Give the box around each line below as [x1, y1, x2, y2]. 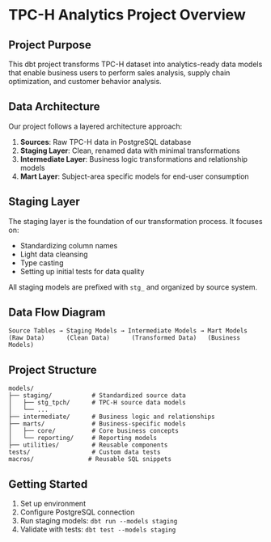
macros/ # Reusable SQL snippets [8, 455, 172, 464]
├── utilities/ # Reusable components [8, 441, 168, 450]
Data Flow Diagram [8, 306, 106, 320]
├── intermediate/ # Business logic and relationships [8, 413, 216, 421]
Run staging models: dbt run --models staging [19, 516, 178, 526]
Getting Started [8, 477, 88, 491]
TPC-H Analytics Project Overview [8, 6, 247, 24]
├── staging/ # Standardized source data [8, 392, 186, 400]
